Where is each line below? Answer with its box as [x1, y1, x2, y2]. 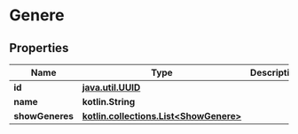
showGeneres [13, 110, 74, 122]
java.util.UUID [82, 81, 141, 93]
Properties [9, 41, 69, 56]
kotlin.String [82, 96, 136, 108]
